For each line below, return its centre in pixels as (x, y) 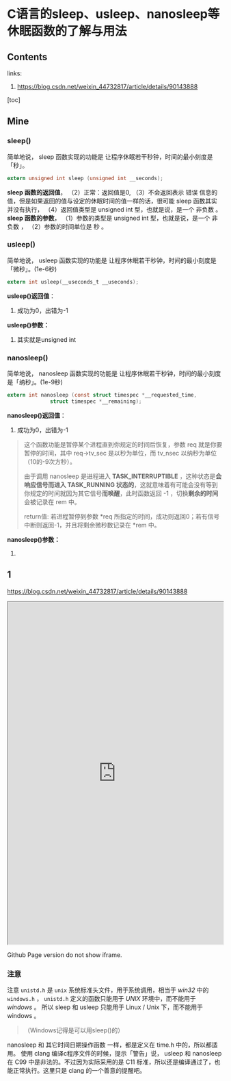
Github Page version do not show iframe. (65, 955)
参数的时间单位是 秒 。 (76, 226)
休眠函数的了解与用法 (67, 31)
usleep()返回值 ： (31, 296)
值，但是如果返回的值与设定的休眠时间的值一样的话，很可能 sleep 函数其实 (112, 201)
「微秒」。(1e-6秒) (32, 269)
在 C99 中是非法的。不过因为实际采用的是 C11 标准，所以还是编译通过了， (111, 1062)
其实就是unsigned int (46, 339)
